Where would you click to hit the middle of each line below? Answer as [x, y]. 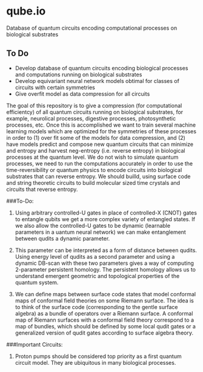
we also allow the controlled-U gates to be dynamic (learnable [93, 225]
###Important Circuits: [35, 344]
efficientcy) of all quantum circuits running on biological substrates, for [95, 112]
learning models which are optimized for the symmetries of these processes [101, 131]
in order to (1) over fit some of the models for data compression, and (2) [96, 138]
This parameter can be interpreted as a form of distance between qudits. [106, 250]
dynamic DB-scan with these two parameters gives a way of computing [104, 263]
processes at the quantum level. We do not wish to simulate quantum [92, 157]
